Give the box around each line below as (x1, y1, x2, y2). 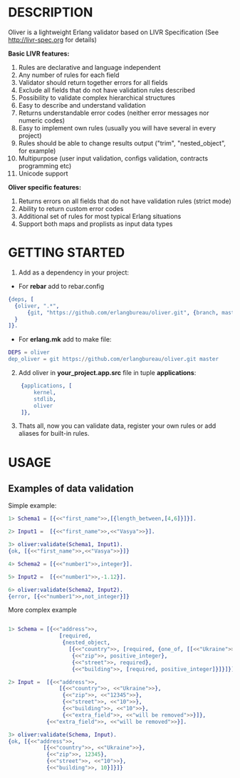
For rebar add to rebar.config (18, 282, 105, 290)
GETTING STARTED (8, 245, 125, 261)
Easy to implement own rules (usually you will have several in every (18, 123, 216, 132)
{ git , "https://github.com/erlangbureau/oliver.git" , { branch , (26, 309, 219, 316)
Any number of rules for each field (18, 71, 120, 79)
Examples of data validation (8, 482, 134, 494)
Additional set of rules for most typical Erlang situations (18, 212, 182, 220)
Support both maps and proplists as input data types (18, 219, 173, 228)
